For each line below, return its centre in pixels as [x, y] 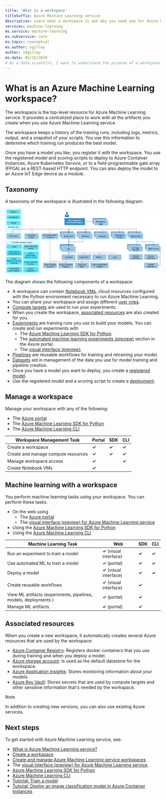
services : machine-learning [34, 26]
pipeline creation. [30, 365]
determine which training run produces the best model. [61, 143]
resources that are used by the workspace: [49, 641]
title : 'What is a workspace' [36, 10]
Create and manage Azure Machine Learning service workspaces [79, 760]
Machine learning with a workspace [61, 485]
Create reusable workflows [35, 585]
